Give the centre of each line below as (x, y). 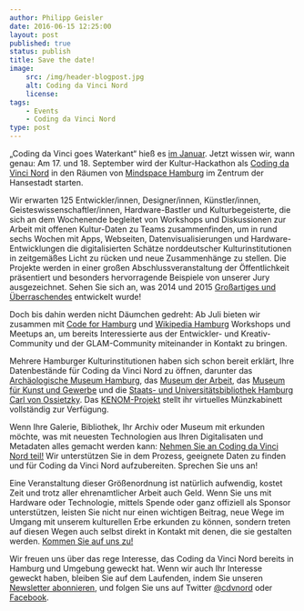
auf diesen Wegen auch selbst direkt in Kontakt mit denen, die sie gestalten (151, 531)
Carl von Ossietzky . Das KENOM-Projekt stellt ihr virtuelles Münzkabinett (146, 400)
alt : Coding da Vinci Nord (77, 85)
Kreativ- (256, 334)
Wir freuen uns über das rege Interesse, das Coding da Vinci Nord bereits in (152, 559)
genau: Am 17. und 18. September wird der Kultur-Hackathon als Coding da (149, 163)
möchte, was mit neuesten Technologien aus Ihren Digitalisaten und (137, 436)
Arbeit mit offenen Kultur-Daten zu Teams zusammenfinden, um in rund (143, 229)
